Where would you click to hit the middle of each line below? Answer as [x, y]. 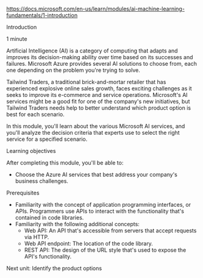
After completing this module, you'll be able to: [65, 163]
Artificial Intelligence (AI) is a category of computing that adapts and [92, 51]
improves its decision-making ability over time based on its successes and [100, 57]
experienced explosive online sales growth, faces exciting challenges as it [99, 88]
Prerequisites [23, 193]
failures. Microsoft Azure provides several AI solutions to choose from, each [101, 64]
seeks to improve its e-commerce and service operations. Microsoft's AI [97, 95]
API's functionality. [48, 256]
